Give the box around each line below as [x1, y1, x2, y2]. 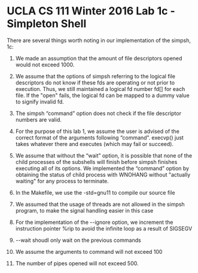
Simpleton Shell [7, 17, 87, 31]
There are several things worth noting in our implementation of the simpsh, [7, 37, 191, 44]
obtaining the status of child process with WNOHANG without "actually [15, 171, 191, 178]
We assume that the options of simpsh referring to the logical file [15, 72, 176, 80]
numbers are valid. [15, 116, 62, 123]
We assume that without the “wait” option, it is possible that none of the [15, 151, 193, 159]
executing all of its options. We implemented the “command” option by [15, 165, 190, 172]
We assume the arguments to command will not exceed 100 [15, 248, 163, 255]
